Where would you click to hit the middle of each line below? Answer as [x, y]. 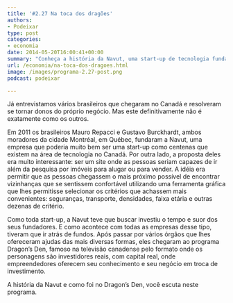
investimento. [27, 271]
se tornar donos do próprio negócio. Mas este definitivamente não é [105, 111]
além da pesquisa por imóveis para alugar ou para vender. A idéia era [106, 169]
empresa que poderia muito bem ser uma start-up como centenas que [107, 147]
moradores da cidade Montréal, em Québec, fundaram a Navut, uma [105, 140]
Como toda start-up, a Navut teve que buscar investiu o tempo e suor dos [113, 220]
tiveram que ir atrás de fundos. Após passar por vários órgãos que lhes [109, 234]
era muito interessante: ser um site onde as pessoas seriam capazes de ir [112, 162]
